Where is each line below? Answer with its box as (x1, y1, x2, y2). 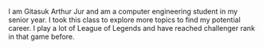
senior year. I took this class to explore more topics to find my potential (8, 15, 241, 24)
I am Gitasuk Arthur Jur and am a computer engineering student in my (8, 7, 238, 16)
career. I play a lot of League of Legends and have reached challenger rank (8, 24, 255, 32)
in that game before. (8, 32, 75, 41)
